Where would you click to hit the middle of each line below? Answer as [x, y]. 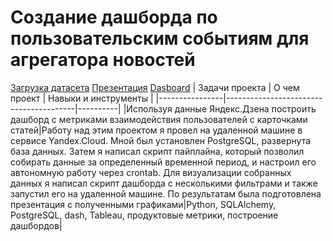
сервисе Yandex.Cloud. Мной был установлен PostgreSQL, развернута [161, 140]
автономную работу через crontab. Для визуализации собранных [151, 172]
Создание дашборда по [114, 17]
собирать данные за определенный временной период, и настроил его [163, 162]
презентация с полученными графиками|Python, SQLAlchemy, [143, 204]
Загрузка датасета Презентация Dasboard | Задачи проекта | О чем [155, 87]
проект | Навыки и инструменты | [82, 98]
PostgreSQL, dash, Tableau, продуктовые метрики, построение [144, 215]
